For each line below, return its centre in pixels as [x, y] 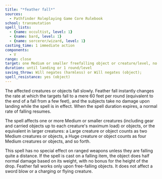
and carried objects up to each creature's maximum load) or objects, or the [80, 126]
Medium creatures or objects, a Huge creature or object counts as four [76, 136]
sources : [14, 14]
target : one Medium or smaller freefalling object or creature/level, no [81, 63]
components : [17, 50]
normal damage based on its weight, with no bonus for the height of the [77, 161]
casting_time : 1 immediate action [40, 45]
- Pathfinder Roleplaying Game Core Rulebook [56, 18]
